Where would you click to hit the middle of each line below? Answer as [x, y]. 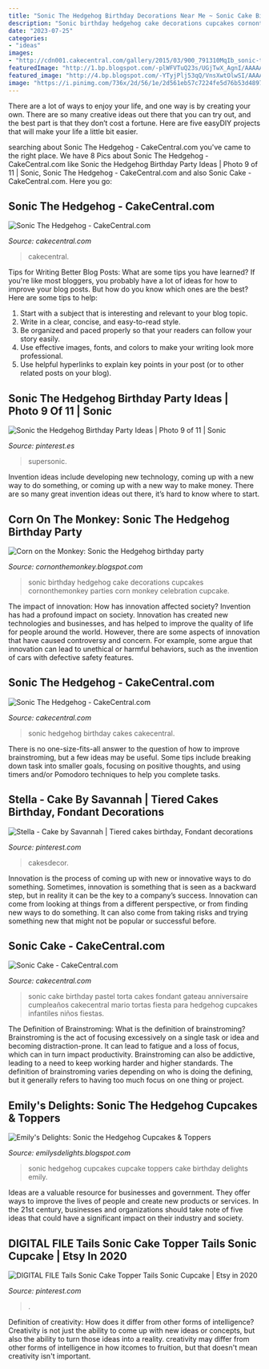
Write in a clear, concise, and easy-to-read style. [100, 322]
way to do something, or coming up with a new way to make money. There [131, 486]
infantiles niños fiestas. [66, 1013]
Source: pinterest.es [42, 446]
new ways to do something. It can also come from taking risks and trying [128, 912]
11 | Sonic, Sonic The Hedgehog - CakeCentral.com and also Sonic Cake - [130, 173]
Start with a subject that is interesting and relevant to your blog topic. [134, 313]
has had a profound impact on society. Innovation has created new [118, 614]
